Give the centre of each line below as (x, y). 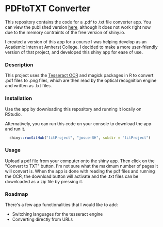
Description (19, 65)
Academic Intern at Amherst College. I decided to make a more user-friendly (81, 47)
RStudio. (14, 114)
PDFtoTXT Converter (48, 9)
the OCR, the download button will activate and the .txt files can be (72, 176)
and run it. (15, 129)
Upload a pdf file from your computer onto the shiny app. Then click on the (80, 161)
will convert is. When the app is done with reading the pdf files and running (80, 171)
